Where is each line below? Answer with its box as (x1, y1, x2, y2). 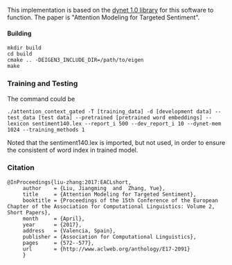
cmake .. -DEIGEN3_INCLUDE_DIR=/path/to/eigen (7, 57, 144, 64)
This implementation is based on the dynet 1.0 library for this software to (7, 6, 214, 14)
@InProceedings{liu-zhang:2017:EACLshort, (7, 178, 132, 186)
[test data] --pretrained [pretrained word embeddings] (37, 114, 203, 121)
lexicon (7, 120, 30, 127)
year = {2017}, (22, 221, 82, 228)
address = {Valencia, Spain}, (22, 227, 116, 234)
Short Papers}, (7, 209, 51, 216)
